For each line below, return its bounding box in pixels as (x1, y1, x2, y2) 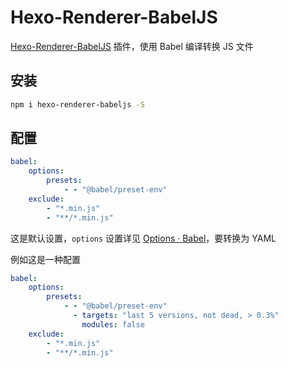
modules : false (81, 319, 145, 330)
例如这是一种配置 (10, 253, 81, 265)
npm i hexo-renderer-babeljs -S (10, 99, 145, 110)
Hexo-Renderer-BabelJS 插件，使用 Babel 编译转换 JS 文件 (10, 40, 254, 52)
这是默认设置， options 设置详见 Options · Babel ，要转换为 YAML (10, 232, 277, 244)
